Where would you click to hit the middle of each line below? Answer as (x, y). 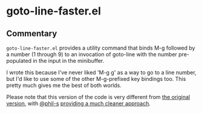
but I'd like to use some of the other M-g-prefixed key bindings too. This (96, 79)
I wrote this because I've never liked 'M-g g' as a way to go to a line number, (101, 73)
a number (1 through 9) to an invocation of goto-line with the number (92, 54)
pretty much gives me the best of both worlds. (64, 85)
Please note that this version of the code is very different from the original (98, 97)
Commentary (32, 34)
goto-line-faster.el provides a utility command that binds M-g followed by (101, 48)
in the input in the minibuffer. (69, 61)
